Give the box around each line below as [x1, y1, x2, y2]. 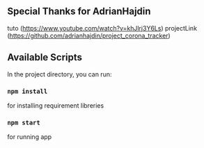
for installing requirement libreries [7, 101, 104, 110]
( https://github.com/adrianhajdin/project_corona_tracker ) [7, 31, 171, 40]
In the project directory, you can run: [7, 69, 112, 79]
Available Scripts [7, 51, 82, 63]
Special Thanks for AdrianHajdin [7, 6, 151, 17]
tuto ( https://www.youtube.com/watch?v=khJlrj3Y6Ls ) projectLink [7, 24, 197, 32]
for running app [7, 133, 52, 141]
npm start [7, 118, 40, 126]
